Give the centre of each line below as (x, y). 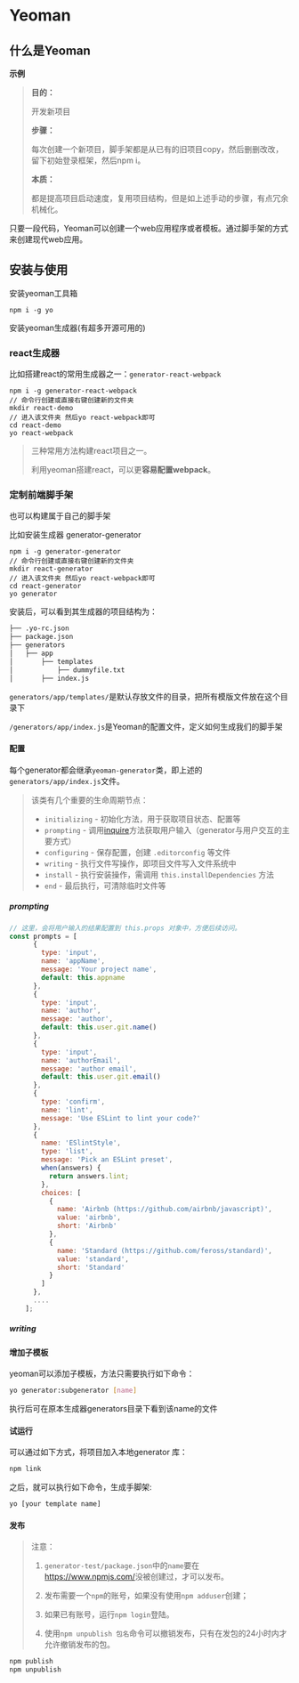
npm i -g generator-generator (65, 552)
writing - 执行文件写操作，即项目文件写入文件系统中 (141, 863)
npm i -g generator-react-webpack (73, 391)
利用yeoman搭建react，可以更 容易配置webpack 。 (123, 470)
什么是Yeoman (50, 50)
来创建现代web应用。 (48, 239)
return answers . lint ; (89, 1176)
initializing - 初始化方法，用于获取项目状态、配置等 (142, 819)
